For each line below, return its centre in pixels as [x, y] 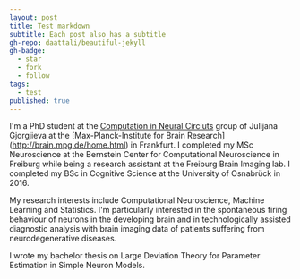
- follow [34, 76]
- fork [30, 68]
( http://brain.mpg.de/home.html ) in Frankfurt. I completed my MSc [131, 145]
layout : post [34, 17]
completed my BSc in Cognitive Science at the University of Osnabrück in [145, 173]
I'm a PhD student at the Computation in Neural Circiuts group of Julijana [144, 126]
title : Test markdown [50, 26]
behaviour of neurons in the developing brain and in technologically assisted [150, 219]
